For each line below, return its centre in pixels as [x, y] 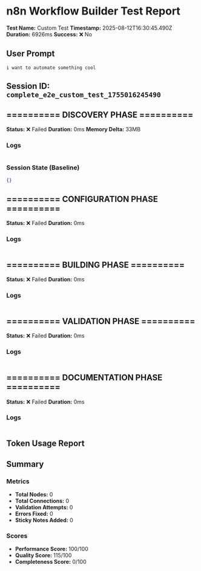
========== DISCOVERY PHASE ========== [100, 115]
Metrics [18, 481]
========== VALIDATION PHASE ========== [101, 321]
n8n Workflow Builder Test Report [93, 11]
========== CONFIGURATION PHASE [82, 199]
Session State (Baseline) [43, 168]
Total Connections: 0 [42, 501]
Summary [25, 464]
